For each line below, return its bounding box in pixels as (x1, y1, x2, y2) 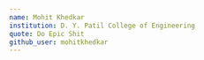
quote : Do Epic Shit (9, 29, 86, 38)
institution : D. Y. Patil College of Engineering (9, 21, 196, 30)
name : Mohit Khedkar (9, 12, 86, 22)
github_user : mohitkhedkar (9, 37, 109, 47)
